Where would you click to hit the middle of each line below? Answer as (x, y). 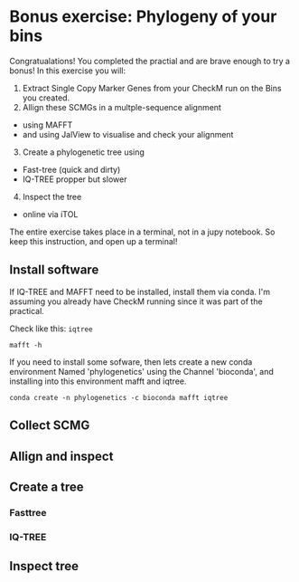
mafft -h (26, 345)
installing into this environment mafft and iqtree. (98, 381)
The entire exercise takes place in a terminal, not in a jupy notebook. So (142, 232)
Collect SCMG (50, 426)
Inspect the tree (52, 196)
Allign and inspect (61, 456)
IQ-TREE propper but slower (75, 179)
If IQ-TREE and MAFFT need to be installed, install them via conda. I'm (140, 291)
